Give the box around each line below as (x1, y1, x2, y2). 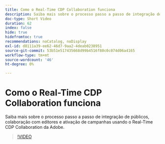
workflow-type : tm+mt (5, 52, 50, 58)
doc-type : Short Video (5, 16, 52, 21)
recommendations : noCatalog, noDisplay (5, 39, 87, 44)
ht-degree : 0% (5, 62, 34, 67)
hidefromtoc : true (5, 35, 43, 40)
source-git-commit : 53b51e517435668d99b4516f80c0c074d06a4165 (5, 48, 135, 53)
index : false (5, 25, 32, 30)
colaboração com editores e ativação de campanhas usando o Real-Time (5, 119, 153, 125)
